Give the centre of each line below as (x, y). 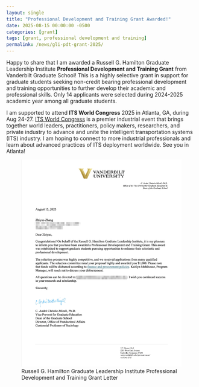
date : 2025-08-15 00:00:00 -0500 (48, 25)
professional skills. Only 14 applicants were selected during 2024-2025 (95, 94)
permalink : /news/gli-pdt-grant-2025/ (55, 45)
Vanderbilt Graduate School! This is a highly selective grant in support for (97, 75)
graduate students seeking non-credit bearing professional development (96, 82)
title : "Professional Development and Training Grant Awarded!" (89, 19)
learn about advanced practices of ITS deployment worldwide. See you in (97, 145)
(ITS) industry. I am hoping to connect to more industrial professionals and (99, 138)
